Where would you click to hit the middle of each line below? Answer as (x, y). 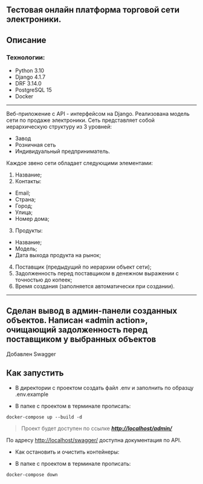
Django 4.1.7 (30, 77)
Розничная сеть (35, 145)
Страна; (25, 200)
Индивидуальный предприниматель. (63, 152)
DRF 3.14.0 (28, 84)
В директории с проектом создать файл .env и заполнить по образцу (104, 388)
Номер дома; (32, 219)
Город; (24, 206)
